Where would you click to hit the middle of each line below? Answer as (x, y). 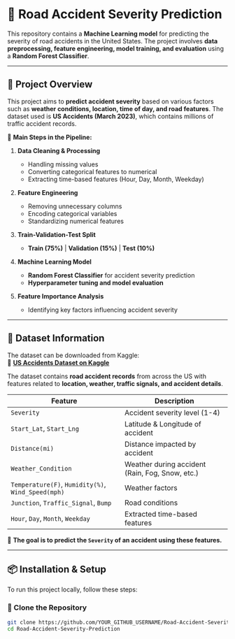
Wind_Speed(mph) (38, 492)
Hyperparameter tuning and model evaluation (95, 282)
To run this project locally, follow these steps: (72, 589)
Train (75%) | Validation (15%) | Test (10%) (91, 248)
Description (174, 401)
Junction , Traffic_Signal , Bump (61, 503)
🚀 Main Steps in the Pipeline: (50, 137)
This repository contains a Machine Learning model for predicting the (108, 34)
